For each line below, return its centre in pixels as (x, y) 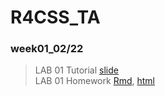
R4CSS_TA (55, 17)
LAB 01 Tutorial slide (76, 70)
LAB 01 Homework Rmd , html (94, 81)
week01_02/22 (47, 49)
